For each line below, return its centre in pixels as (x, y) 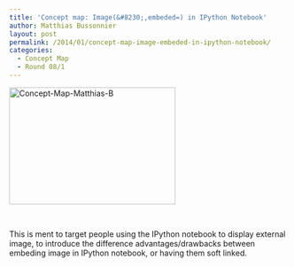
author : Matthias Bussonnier (63, 26)
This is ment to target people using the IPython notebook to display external (147, 234)
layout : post (33, 34)
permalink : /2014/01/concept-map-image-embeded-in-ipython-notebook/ (140, 42)
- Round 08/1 (41, 67)
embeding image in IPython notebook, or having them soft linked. (128, 253)
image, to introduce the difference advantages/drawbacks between (132, 243)
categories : (31, 51)
